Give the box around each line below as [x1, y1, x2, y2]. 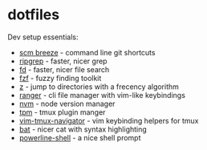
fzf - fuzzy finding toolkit [18, 73, 102, 83]
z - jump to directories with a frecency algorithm [18, 82, 180, 91]
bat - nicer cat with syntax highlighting [18, 124, 148, 134]
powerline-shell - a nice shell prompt [18, 132, 141, 142]
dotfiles [7, 6, 60, 24]
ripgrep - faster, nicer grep [18, 56, 108, 66]
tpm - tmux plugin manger [18, 107, 106, 117]
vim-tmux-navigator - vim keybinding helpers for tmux [18, 116, 199, 125]
